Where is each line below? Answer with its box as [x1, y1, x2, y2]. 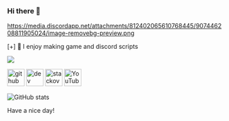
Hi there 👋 [7, 6, 41, 16]
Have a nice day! [7, 107, 55, 115]
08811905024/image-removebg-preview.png [7, 29, 135, 37]
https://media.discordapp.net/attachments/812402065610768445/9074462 [7, 22, 222, 30]
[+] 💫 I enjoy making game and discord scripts [7, 43, 139, 51]
